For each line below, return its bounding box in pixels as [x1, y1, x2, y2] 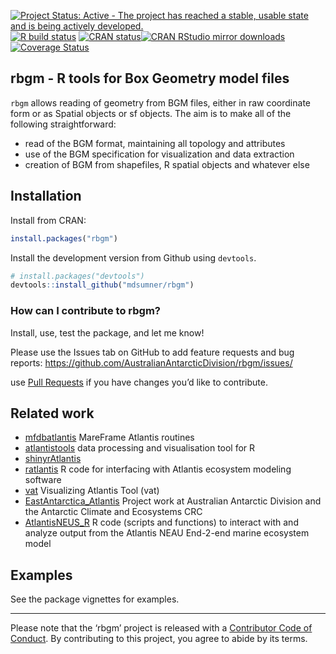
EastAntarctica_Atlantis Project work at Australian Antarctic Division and [24, 495, 322, 507]
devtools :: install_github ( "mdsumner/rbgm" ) [10, 280, 195, 290]
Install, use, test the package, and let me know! [10, 326, 205, 339]
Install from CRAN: [10, 214, 87, 226]
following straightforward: [10, 118, 117, 130]
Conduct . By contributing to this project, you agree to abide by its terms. [10, 633, 308, 645]
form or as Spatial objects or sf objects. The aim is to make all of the [10, 107, 292, 119]
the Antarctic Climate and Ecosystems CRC [24, 506, 203, 518]
